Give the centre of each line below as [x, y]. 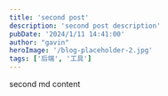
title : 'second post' [49, 17]
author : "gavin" [39, 42]
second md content [45, 84]
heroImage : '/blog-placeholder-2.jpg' [81, 51]
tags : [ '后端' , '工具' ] [50, 59]
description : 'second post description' [85, 26]
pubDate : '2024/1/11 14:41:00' [67, 34]
